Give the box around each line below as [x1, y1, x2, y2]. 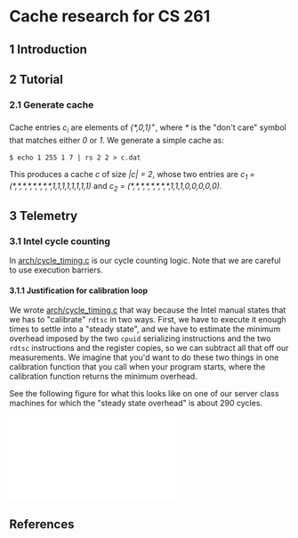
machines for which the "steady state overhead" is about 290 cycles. [9, 398, 263, 409]
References [9, 517, 75, 532]
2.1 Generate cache [9, 98, 94, 110]
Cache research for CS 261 [9, 6, 211, 27]
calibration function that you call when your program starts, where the [9, 362, 266, 372]
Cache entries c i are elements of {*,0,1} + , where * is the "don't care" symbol [9, 120, 286, 134]
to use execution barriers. [9, 265, 104, 275]
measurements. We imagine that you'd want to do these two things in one [9, 352, 279, 363]
